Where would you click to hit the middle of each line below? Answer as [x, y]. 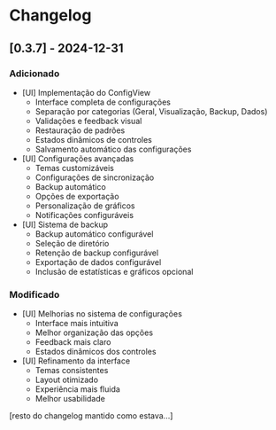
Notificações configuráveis [84, 215]
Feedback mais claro [73, 342]
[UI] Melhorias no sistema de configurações [102, 314]
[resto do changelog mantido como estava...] [91, 416]
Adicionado [34, 74]
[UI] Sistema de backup [65, 224]
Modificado [34, 294]
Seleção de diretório [72, 243]
